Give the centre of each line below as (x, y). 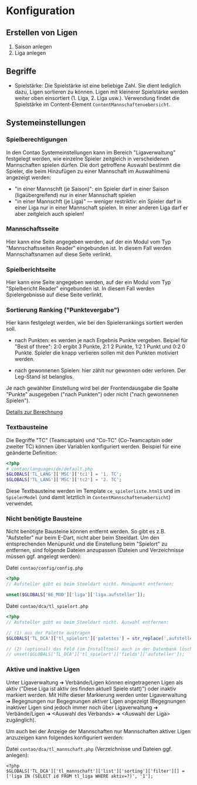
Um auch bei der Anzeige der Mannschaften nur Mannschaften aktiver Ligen (98, 731)
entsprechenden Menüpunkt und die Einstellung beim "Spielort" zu (87, 544)
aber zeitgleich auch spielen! (49, 213)
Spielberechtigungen (37, 139)
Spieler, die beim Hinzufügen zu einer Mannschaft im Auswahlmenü (88, 171)
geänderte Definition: (32, 452)
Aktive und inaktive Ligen (43, 670)
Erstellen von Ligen (42, 33)
